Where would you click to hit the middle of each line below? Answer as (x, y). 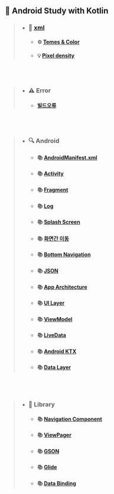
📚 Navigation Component (69, 419)
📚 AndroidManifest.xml (67, 157)
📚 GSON (48, 451)
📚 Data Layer (54, 367)
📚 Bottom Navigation (64, 254)
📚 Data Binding (57, 483)
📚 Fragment (53, 189)
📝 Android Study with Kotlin (57, 11)
